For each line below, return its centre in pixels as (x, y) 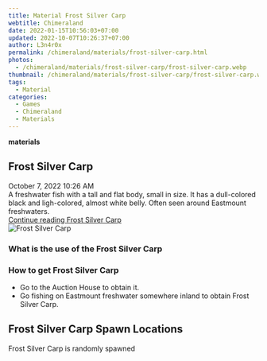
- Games (28, 104)
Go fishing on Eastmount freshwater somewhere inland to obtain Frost (134, 296)
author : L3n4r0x (35, 45)
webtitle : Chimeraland (46, 23)
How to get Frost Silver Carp (64, 270)
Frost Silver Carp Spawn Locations (96, 330)
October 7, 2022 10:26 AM (51, 186)
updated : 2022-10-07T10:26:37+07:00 (69, 38)
